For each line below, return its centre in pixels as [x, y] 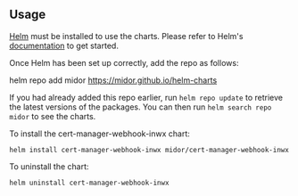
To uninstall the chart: [49, 166]
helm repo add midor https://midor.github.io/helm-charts [113, 80]
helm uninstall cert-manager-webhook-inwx [89, 183]
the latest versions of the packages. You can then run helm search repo [141, 107]
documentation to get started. [64, 45]
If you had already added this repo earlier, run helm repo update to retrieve [146, 97]
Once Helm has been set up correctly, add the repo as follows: [124, 62]
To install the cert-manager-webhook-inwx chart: [99, 134]
